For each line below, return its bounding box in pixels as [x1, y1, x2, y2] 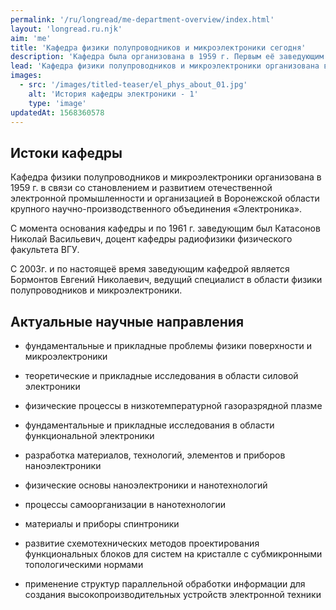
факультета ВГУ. [10, 244, 80, 256]
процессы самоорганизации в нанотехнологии [24, 499, 227, 510]
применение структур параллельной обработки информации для [24, 578, 306, 590]
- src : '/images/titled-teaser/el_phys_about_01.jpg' [19, 80, 248, 90]
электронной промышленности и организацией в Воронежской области [10, 192, 320, 205]
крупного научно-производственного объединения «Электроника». [10, 203, 303, 215]
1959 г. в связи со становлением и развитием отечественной [10, 182, 273, 194]
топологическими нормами [24, 559, 144, 570]
